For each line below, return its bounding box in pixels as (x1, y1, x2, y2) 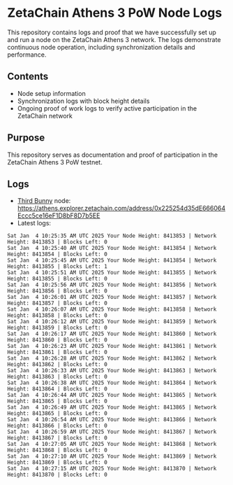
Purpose (7, 132, 45, 144)
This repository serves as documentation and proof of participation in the (7, 150, 218, 159)
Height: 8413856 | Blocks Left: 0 (7, 288, 108, 295)
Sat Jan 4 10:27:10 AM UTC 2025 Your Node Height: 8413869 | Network (7, 453, 217, 460)
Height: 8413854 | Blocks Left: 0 (7, 251, 108, 258)
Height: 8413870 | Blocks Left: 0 (7, 471, 108, 479)
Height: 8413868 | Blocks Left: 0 (7, 447, 108, 454)
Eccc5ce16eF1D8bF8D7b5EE (17, 211, 100, 220)
